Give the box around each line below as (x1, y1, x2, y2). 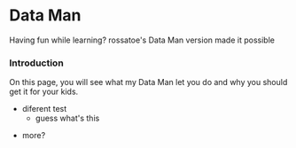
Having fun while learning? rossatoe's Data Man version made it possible (9, 35, 275, 45)
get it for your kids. (9, 86, 79, 97)
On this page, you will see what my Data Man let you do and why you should (9, 77, 288, 88)
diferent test (21, 104, 67, 114)
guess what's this (35, 113, 100, 124)
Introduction (9, 57, 64, 69)
